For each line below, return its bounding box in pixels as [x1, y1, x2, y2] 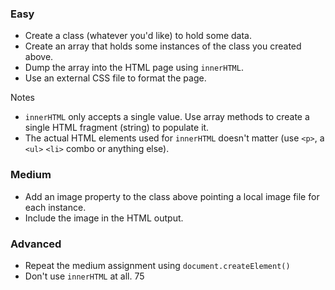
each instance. [24, 201, 87, 213]
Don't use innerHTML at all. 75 [24, 270, 145, 282]
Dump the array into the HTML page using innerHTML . [24, 62, 244, 74]
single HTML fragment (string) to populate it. [24, 122, 210, 134]
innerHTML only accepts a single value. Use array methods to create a [24, 111, 310, 123]
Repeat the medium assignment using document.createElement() [24, 259, 291, 271]
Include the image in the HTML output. [24, 212, 184, 224]
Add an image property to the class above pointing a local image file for [24, 190, 320, 202]
